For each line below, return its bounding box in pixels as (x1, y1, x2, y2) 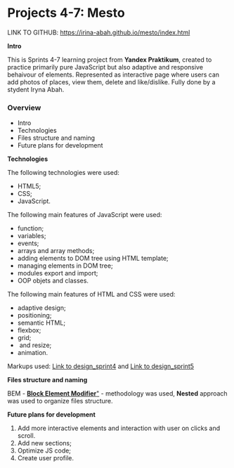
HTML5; (17, 182, 41, 190)
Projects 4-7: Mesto (7, 5, 125, 21)
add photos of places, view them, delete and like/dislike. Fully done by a (7, 77, 216, 86)
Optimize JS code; (17, 446, 72, 455)
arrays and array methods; (17, 247, 95, 255)
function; (17, 224, 44, 233)
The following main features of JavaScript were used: (7, 211, 162, 219)
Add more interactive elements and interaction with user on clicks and (17, 424, 220, 433)
